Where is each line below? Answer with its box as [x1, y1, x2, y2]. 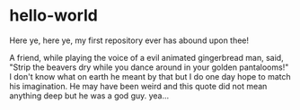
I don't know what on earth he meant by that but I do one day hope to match [9, 71, 291, 81]
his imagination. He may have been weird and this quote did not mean [9, 80, 268, 91]
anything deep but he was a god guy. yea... [9, 90, 170, 101]
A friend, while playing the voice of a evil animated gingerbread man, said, [9, 52, 285, 63]
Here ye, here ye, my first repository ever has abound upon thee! [9, 35, 250, 46]
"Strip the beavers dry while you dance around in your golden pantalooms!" [9, 62, 289, 72]
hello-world [9, 5, 99, 26]
